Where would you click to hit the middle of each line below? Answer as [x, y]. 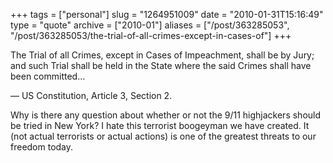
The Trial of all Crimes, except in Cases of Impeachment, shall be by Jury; [162, 55]
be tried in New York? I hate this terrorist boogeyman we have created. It [160, 125]
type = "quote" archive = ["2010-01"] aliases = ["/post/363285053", [150, 25]
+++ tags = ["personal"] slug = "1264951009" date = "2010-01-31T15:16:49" [167, 14]
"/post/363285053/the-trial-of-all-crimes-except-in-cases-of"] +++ [151, 35]
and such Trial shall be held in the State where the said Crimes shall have [161, 65]
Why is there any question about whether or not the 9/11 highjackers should [166, 115]
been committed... [48, 76]
